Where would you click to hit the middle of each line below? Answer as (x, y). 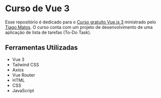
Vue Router (24, 75)
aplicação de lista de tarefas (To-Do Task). (48, 32)
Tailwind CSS (26, 64)
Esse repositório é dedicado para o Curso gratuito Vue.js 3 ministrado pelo (80, 22)
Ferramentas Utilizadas (41, 48)
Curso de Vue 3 (37, 9)
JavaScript (23, 90)
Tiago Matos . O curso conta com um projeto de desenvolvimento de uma (79, 27)
